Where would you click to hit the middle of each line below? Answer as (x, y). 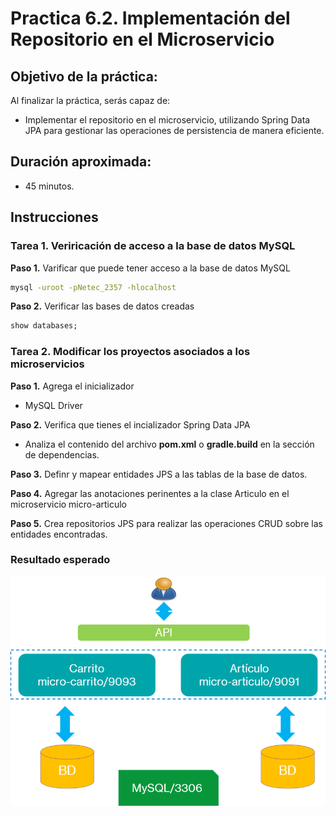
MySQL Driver (53, 405)
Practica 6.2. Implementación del (150, 18)
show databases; (44, 326)
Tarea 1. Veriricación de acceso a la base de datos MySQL (153, 246)
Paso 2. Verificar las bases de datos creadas (102, 306)
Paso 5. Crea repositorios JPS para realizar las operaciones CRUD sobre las (166, 523)
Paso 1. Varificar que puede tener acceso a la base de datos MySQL (150, 268)
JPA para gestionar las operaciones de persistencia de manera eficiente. (174, 130)
